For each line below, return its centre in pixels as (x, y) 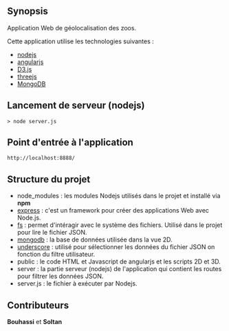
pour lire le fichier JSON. (52, 233)
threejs (27, 76)
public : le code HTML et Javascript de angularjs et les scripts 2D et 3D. (119, 261)
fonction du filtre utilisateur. (56, 255)
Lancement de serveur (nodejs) (76, 106)
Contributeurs (38, 305)
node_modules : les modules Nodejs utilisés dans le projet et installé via (119, 196)
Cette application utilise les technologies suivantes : (81, 41)
